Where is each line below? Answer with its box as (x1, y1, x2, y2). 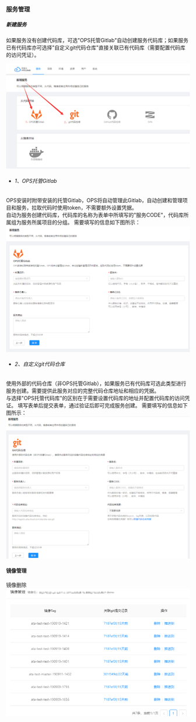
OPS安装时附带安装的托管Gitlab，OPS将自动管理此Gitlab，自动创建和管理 (6, 196, 183, 203)
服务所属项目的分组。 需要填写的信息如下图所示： (21, 219, 141, 226)
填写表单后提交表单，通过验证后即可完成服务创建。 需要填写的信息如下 (17, 401, 188, 408)
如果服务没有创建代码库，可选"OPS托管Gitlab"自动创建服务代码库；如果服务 (6, 36, 188, 43)
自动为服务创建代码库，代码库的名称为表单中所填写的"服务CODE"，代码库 (6, 211, 184, 218)
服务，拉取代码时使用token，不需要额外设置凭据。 (16, 204, 137, 211)
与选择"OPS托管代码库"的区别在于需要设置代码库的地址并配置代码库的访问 (6, 394, 185, 401)
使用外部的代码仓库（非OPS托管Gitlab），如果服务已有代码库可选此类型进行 (6, 380, 187, 387)
